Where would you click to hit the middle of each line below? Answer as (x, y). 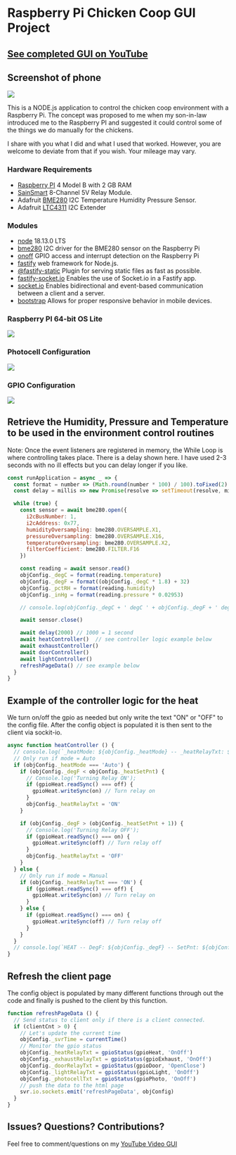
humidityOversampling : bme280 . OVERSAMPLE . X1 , (93, 530)
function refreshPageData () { (53, 1013)
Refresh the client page (59, 976)
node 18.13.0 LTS (42, 241)
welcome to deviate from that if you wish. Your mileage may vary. (102, 151)
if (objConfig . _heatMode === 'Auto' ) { (72, 765)
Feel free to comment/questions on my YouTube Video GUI (92, 1144)
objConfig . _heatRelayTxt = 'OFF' (75, 856)
